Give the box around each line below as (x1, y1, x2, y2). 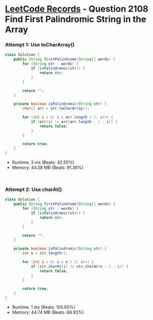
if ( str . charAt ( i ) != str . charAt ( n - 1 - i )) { (30, 264, 129, 269)
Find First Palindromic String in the (5, 14, 146, 25)
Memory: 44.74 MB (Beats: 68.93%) (12, 309, 84, 315)
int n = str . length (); (22, 251, 68, 256)
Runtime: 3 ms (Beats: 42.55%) (12, 159, 75, 166)
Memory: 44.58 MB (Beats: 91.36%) (12, 165, 83, 170)
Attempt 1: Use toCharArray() (5, 41, 75, 48)
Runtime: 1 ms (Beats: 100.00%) (12, 304, 76, 310)
